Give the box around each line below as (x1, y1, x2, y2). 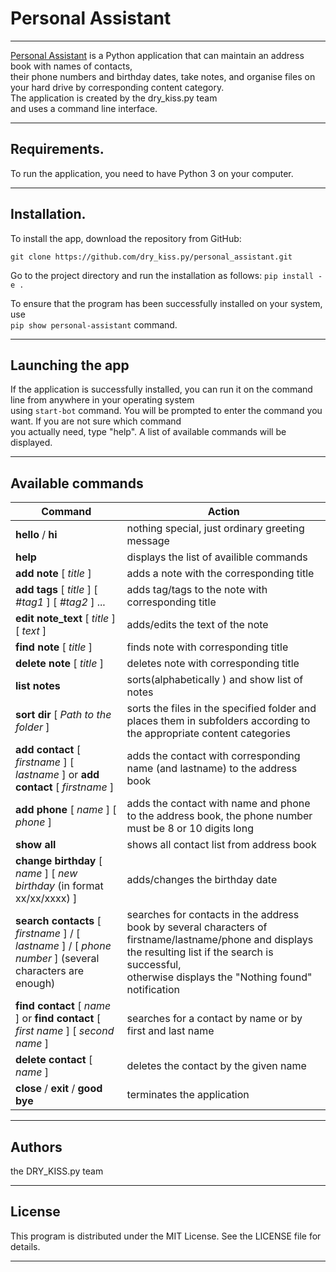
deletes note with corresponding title (126, 657, 300, 671)
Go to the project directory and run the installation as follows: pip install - (10, 269, 323, 281)
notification (126, 983, 180, 997)
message (126, 534, 170, 548)
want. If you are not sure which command (10, 415, 182, 427)
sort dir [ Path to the (15, 708, 112, 722)
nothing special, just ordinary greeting (126, 522, 305, 536)
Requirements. (10, 141, 105, 158)
